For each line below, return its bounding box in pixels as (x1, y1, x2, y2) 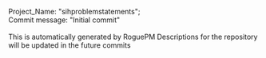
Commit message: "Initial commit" (8, 15, 121, 25)
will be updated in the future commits (8, 41, 131, 50)
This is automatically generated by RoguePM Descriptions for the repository (8, 32, 258, 41)
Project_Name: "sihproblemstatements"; (8, 7, 141, 16)
